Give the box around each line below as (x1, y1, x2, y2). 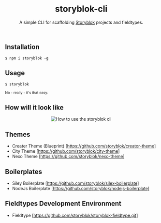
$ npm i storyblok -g (5, 56, 49, 61)
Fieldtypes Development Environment (5, 200, 122, 208)
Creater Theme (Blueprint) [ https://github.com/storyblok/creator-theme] (12, 143, 156, 149)
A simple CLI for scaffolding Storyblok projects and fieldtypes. (19, 19, 144, 25)
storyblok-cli (55, 3, 108, 15)
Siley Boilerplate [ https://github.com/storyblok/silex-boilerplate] (12, 180, 139, 186)
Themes (5, 130, 30, 139)
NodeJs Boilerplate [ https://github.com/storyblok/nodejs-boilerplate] (12, 186, 150, 191)
